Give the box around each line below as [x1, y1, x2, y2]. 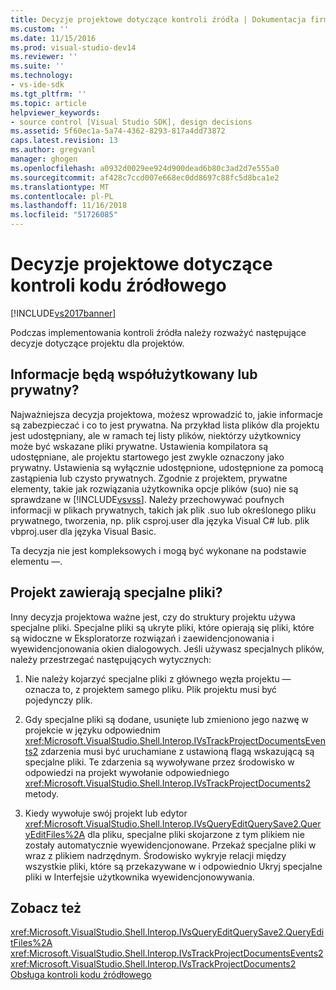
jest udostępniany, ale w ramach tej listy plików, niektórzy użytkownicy [10, 429, 302, 441]
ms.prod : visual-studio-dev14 [10, 42, 137, 53]
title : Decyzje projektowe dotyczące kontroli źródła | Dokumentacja [10, 14, 307, 25]
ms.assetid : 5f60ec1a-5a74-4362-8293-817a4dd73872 [10, 126, 226, 136]
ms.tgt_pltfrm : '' [10, 89, 87, 99]
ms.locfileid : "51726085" [10, 210, 118, 220]
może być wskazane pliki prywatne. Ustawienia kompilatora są [10, 440, 269, 452]
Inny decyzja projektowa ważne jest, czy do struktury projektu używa [10, 611, 296, 623]
